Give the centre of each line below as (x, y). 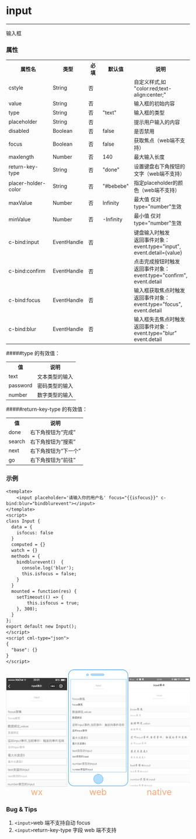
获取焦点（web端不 (157, 140)
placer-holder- (27, 183)
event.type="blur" (155, 333)
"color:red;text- (153, 88)
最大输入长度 (149, 157)
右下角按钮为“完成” (53, 432)
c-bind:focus (24, 300)
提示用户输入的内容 (157, 122)
